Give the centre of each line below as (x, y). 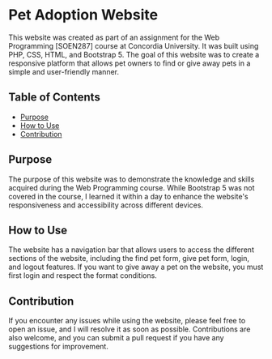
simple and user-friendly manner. (64, 71)
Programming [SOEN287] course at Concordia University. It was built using (134, 45)
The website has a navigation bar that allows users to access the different (132, 250)
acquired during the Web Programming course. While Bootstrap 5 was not (132, 187)
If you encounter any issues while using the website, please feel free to (127, 321)
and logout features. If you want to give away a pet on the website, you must (136, 267)
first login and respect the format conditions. (83, 276)
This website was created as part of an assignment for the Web (114, 37)
